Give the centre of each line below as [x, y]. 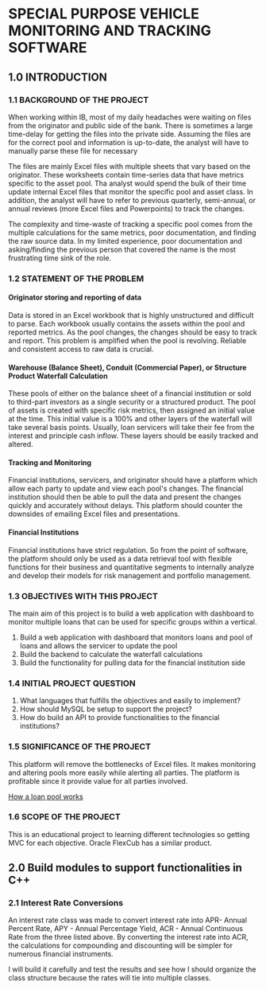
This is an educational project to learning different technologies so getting [129, 834]
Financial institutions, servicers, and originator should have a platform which [133, 480]
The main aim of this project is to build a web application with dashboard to [131, 613]
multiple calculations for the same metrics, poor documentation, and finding [132, 233]
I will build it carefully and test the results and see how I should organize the [132, 969]
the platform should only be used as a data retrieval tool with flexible [120, 558]
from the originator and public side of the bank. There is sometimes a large [131, 125]
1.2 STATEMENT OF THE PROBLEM [76, 278]
